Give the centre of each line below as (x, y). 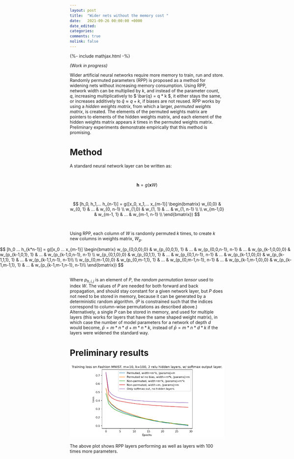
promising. (81, 132)
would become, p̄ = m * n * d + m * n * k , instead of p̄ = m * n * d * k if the (144, 328)
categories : (82, 31)
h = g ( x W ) (147, 185)
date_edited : (83, 26)
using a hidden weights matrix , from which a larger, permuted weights (140, 106)
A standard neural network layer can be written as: (121, 166)
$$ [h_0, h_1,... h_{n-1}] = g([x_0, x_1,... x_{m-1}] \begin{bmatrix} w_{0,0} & (147, 204)
